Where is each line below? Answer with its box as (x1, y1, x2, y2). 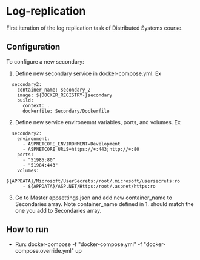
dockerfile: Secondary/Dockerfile (22, 108, 110, 114)
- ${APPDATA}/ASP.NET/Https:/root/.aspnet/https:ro (22, 183, 156, 189)
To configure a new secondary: (6, 58, 84, 65)
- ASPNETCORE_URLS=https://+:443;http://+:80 (22, 146, 139, 152)
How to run (6, 224, 49, 235)
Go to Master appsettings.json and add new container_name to (15, 194, 173, 201)
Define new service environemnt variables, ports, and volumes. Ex (15, 118, 181, 125)
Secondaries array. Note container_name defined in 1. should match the (15, 200, 194, 207)
